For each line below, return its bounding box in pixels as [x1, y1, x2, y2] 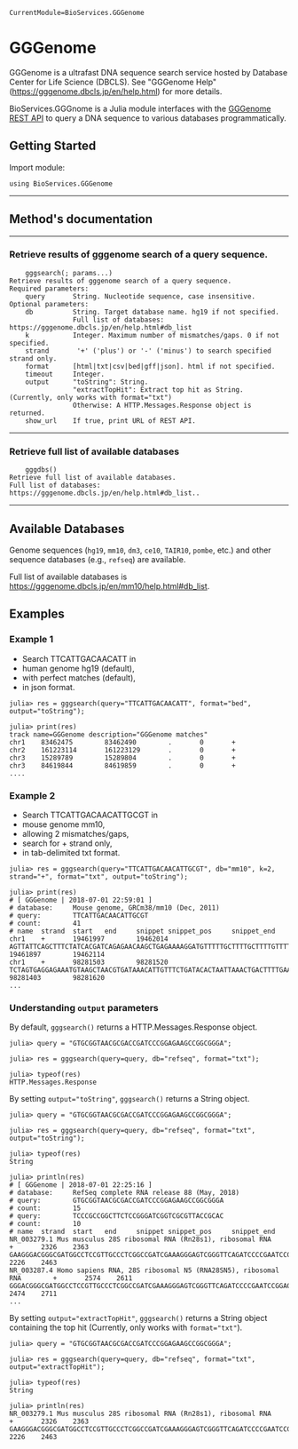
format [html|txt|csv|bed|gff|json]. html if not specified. [25, 362, 276, 370]
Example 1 [9, 633, 54, 646]
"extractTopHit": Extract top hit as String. [72, 385, 244, 394]
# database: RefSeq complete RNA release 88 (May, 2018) [9, 1189, 240, 1198]
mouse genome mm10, [21, 818, 106, 830]
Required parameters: [9, 284, 90, 293]
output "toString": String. [25, 378, 149, 386]
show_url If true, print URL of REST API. [25, 416, 197, 426]
